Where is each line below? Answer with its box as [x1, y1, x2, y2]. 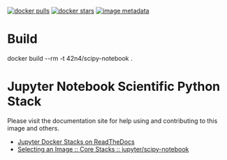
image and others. [7, 124, 59, 132]
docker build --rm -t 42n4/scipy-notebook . [7, 54, 133, 62]
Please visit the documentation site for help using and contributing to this [7, 116, 218, 125]
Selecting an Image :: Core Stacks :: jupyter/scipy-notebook [17, 145, 189, 153]
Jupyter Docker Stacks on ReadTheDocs [17, 137, 135, 146]
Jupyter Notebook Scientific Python [7, 79, 221, 94]
